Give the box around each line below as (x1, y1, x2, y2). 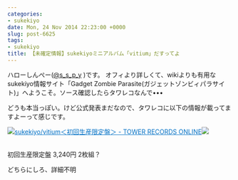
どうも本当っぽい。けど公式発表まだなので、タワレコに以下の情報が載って (7, 103, 226, 112)
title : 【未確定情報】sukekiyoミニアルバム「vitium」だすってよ (7, 51, 180, 58)
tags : (7, 37, 24, 44)
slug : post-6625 (7, 30, 56, 38)
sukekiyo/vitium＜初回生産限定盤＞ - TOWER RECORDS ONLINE (14, 127, 202, 136)
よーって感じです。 (13, 112, 69, 121)
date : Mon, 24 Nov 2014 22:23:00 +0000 (7, 23, 126, 31)
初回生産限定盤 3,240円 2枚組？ (7, 150, 101, 159)
